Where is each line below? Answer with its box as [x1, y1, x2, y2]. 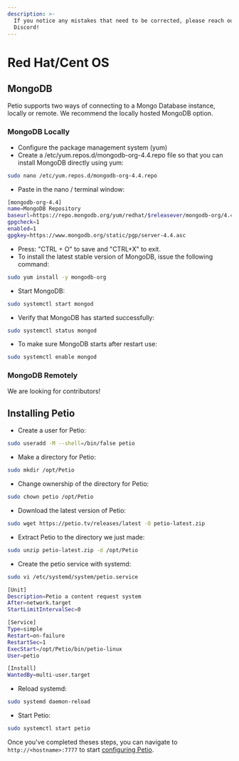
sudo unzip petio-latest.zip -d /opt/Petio [7, 547, 139, 554]
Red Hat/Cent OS [7, 54, 110, 71]
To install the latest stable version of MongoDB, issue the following [17, 252, 213, 261]
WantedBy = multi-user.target [7, 671, 91, 679]
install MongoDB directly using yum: [17, 158, 124, 167]
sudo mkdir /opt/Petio [7, 467, 75, 474]
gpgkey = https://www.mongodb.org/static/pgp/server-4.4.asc [7, 232, 186, 239]
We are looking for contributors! [7, 386, 101, 395]
